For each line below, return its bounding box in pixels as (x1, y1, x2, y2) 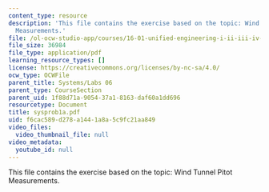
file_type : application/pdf (8, 49, 102, 57)
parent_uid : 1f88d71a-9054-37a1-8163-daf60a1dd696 (8, 94, 181, 102)
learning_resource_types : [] (8, 57, 106, 65)
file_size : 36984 (8, 42, 66, 50)
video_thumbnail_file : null (15, 130, 110, 138)
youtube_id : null (15, 146, 74, 154)
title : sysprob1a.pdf (8, 109, 81, 117)
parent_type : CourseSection (8, 86, 102, 94)
